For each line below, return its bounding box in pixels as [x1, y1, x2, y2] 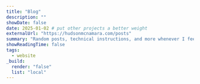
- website [11, 53, 36, 59]
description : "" [6, 14, 46, 20]
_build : [6, 58, 26, 64]
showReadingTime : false [6, 42, 65, 48]
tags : [6, 47, 20, 53]
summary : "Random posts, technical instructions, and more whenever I [6, 36, 185, 42]
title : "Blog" [6, 8, 42, 15]
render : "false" [11, 63, 52, 70]
